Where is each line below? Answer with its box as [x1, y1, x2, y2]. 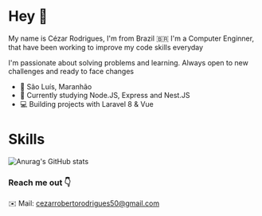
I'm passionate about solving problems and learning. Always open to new [8, 57, 248, 67]
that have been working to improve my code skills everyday [8, 42, 204, 52]
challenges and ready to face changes [8, 66, 134, 76]
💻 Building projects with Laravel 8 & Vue [19, 99, 154, 108]
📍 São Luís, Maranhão [19, 81, 92, 91]
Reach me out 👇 [8, 177, 72, 188]
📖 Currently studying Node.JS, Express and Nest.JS [19, 90, 190, 100]
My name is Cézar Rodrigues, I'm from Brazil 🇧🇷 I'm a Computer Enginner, [8, 33, 255, 43]
